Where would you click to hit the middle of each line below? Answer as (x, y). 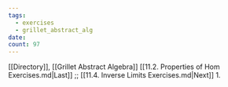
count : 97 (24, 45)
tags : (17, 15)
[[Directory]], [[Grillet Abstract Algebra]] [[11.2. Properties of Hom (114, 67)
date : (17, 37)
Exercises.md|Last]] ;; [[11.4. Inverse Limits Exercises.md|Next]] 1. (114, 75)
